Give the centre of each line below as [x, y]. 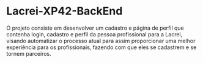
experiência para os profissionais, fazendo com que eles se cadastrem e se [102, 47]
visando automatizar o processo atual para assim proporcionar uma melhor [101, 41]
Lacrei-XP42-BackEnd [65, 11]
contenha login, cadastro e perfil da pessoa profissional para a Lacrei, [94, 34]
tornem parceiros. [29, 53]
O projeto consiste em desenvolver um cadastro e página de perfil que [95, 28]
